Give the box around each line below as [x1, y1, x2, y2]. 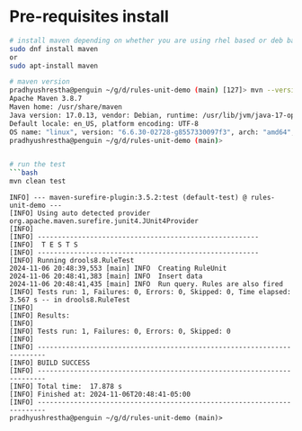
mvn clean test [9, 177, 67, 186]
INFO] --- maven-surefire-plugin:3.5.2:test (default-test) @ [9, 193, 247, 202]
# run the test [9, 160, 67, 169]
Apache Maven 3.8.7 [9, 94, 83, 103]
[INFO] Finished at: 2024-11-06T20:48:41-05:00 [9, 390, 191, 400]
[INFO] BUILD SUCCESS [9, 358, 91, 368]
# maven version [9, 77, 70, 86]
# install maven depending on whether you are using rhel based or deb [9, 36, 283, 45]
